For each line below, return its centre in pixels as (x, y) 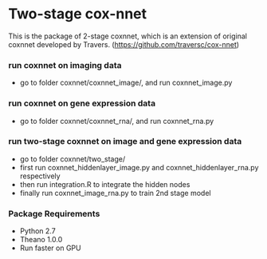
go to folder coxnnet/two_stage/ (73, 159)
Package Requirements (54, 213)
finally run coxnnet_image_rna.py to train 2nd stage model (115, 193)
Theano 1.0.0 (41, 240)
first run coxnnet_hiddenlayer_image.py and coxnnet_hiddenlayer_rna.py (139, 167)
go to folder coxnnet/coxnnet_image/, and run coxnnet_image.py (126, 83)
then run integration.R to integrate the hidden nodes (105, 184)
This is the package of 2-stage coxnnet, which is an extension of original (128, 36)
